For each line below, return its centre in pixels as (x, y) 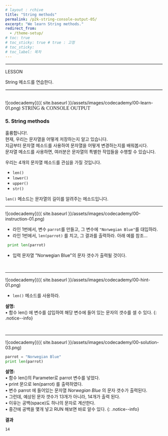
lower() (20, 178)
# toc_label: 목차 (23, 52)
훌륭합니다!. (17, 133)
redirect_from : (21, 29)
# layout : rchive (24, 10)
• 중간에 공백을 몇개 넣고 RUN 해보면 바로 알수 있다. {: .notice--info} (72, 409)
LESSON (14, 71)
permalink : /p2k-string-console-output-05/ (51, 19)
